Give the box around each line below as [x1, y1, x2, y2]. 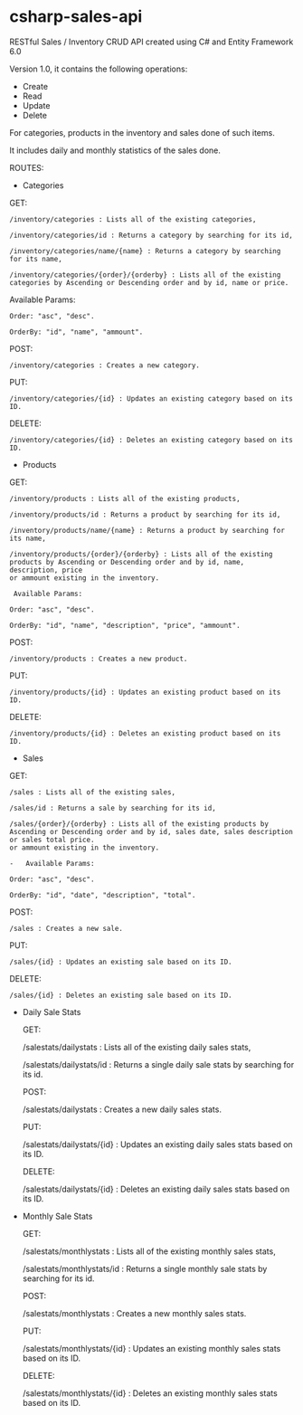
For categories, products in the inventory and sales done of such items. [9, 127, 276, 138]
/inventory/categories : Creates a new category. [9, 360, 201, 370]
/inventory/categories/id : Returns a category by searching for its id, [9, 231, 294, 240]
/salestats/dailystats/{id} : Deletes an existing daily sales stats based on [22, 1183, 290, 1194]
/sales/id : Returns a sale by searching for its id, [9, 803, 217, 812]
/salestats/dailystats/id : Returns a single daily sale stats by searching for [22, 1059, 295, 1069]
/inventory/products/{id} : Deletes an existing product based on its [9, 728, 281, 738]
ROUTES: [9, 162, 44, 173]
